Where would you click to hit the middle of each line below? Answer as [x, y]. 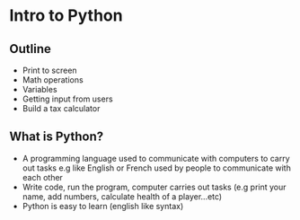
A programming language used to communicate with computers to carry [156, 158]
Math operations [53, 80]
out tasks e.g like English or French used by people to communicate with [157, 168]
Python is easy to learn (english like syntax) [103, 206]
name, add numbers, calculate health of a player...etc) [122, 196]
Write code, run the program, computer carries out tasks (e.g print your [154, 187]
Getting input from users [68, 99]
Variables [40, 89]
